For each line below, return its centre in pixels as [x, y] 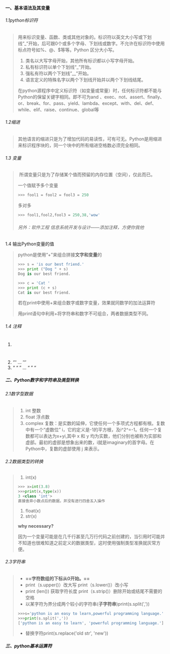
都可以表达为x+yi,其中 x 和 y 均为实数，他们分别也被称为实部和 [96, 436]
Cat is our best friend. [44, 293]
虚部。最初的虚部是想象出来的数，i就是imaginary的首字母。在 [90, 442]
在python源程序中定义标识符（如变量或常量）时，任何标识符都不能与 [90, 90]
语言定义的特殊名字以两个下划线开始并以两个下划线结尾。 [86, 79]
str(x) [31, 516]
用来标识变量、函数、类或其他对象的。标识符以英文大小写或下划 [84, 37]
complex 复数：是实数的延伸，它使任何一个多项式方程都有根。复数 [95, 423]
